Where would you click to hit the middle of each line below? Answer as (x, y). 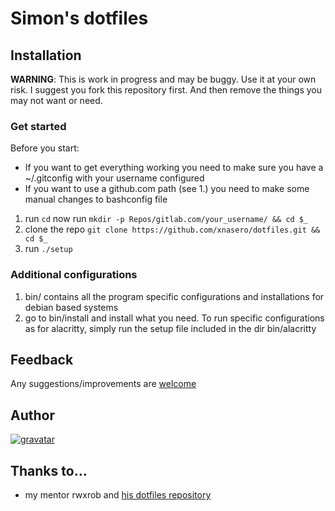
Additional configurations (74, 275)
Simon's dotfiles (79, 18)
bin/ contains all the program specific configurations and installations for (174, 296)
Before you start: (45, 148)
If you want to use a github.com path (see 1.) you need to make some (167, 189)
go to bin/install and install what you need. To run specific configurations (174, 318)
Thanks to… (49, 470)
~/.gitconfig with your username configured (114, 178)
